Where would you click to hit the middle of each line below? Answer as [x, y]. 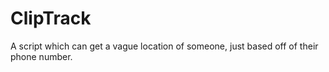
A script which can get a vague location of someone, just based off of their [164, 46]
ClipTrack [51, 18]
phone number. [41, 56]
